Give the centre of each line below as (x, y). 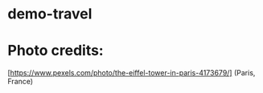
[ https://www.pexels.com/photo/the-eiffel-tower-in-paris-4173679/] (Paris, (131, 73)
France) (21, 82)
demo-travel (50, 14)
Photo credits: (55, 51)
